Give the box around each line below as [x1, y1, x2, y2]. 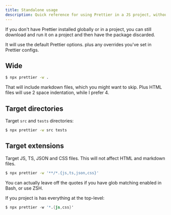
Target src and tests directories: [5, 118, 74, 124]
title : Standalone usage [5, 7, 58, 13]
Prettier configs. [5, 47, 39, 53]
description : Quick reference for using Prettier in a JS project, [5, 12, 152, 17]
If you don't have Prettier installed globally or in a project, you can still [5, 26, 152, 32]
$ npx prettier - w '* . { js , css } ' [5, 204, 74, 210]
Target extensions [5, 142, 64, 150]
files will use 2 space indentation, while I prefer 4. [5, 89, 109, 96]
